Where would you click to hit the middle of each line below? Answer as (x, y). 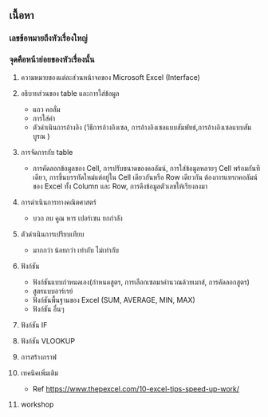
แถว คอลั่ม (46, 109)
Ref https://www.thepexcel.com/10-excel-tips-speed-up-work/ (136, 388)
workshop (37, 404)
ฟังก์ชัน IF (34, 324)
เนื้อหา (22, 16)
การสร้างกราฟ (38, 356)
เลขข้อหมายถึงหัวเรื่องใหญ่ (48, 38)
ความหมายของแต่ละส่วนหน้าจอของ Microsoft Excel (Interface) (110, 77)
